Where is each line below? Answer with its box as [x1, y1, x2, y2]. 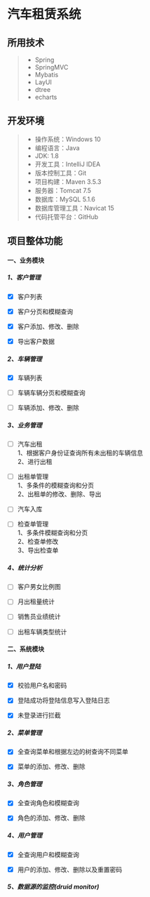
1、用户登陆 [7, 662, 41, 670]
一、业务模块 [7, 255, 44, 264]
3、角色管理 [7, 780, 43, 788]
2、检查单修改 [17, 538, 59, 546]
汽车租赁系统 [7, 6, 82, 22]
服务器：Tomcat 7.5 [34, 186, 92, 194]
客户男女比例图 [17, 583, 61, 591]
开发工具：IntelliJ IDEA [34, 159, 101, 168]
